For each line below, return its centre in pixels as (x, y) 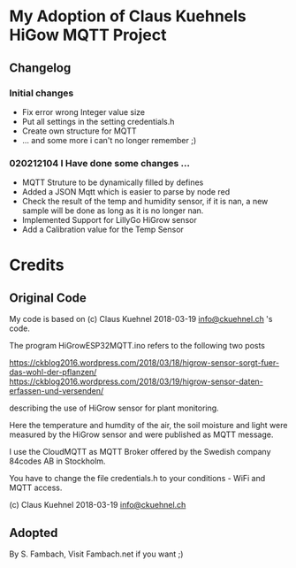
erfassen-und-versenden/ (57, 391)
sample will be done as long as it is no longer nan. (113, 211)
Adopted (34, 533)
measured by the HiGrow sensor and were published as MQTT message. (141, 434)
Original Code (48, 298)
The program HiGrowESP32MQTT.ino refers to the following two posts (137, 346)
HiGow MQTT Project (88, 35)
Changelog (40, 68)
